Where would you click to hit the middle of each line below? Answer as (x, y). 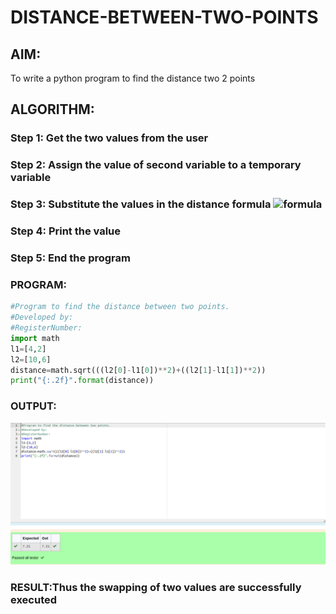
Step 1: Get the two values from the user (109, 138)
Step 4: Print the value (66, 231)
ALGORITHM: (52, 109)
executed (34, 599)
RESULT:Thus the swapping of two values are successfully (156, 587)
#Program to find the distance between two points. (120, 307)
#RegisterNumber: (46, 328)
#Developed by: (42, 317)
